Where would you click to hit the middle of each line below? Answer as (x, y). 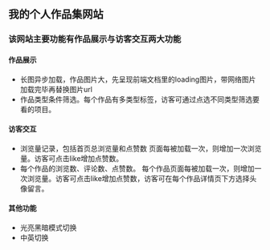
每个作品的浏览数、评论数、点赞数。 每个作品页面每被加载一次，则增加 (137, 168)
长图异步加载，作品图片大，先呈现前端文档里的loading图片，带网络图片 (138, 79)
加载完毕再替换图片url (56, 89)
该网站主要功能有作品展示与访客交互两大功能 (95, 39)
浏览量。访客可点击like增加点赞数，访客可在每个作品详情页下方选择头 (142, 178)
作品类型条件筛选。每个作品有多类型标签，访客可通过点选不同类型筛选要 (139, 99)
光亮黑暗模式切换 (48, 228)
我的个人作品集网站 (56, 14)
